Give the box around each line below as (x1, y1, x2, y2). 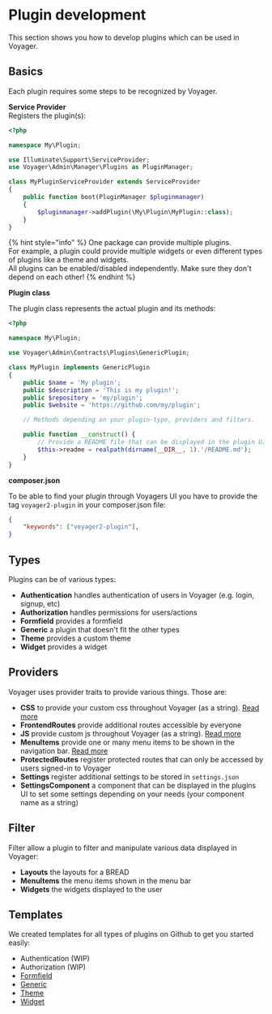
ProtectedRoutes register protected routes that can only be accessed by (19, 754, 264, 764)
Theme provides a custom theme (19, 633, 132, 643)
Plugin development (8, 6, 147, 24)
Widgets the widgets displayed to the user (19, 884, 163, 894)
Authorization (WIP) (19, 962, 87, 972)
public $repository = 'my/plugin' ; (23, 394, 143, 402)
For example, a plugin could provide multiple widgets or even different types (8, 246, 263, 257)
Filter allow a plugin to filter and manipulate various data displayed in (8, 843, 237, 852)
